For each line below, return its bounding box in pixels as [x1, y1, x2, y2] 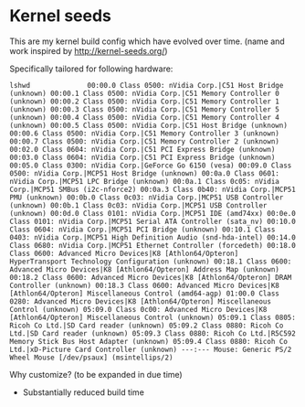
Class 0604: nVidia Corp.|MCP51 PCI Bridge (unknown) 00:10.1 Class [9, 225, 276, 234]
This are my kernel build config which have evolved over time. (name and [9, 36, 285, 47]
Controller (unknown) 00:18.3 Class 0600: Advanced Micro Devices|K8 [9, 281, 280, 290]
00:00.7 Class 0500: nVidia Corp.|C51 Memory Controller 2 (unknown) [9, 136, 280, 146]
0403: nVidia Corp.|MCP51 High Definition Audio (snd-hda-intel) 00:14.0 [9, 232, 297, 242]
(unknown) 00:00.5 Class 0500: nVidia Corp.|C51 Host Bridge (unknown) [9, 121, 288, 130]
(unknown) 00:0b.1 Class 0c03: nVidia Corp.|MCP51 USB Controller [9, 200, 268, 210]
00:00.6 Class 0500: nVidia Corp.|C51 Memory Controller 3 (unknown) [9, 129, 280, 138]
